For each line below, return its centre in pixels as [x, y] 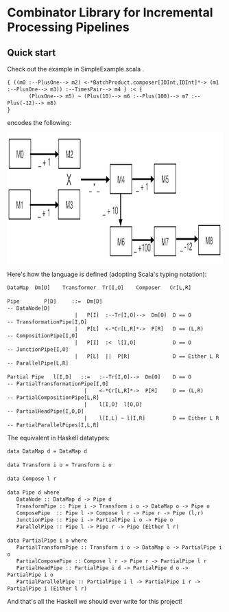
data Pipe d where [33, 492]
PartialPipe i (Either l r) [47, 589]
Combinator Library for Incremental [110, 13]
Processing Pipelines [68, 27]
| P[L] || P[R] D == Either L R [147, 356]
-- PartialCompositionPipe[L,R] [53, 398]
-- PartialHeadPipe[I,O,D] [46, 411]
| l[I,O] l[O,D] [113, 405]
